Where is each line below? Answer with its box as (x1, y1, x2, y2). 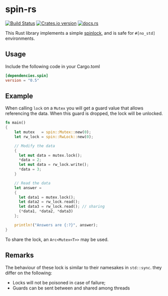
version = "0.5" (5, 78, 39, 83)
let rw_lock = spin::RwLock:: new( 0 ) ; (14, 134, 94, 139)
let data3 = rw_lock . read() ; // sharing (18, 204, 105, 209)
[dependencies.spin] (5, 73, 49, 78)
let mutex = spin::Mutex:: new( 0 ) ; (14, 130, 92, 135)
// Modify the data (14, 143, 55, 148)
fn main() (5, 120, 26, 126)
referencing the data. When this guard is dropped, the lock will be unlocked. (5, 110, 163, 116)
